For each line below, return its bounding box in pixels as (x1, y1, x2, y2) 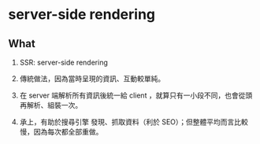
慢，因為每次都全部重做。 (19, 127, 103, 136)
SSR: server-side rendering (19, 57, 109, 67)
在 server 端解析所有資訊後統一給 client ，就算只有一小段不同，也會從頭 (19, 90, 253, 100)
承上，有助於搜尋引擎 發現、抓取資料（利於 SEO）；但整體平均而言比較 (19, 117, 248, 127)
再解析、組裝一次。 (19, 101, 83, 109)
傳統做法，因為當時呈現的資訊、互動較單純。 (19, 74, 165, 83)
